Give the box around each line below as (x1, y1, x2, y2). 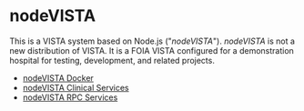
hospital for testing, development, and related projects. (9, 55, 216, 66)
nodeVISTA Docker (22, 72, 94, 83)
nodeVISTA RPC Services (22, 92, 118, 103)
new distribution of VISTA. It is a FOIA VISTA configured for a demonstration (9, 45, 294, 55)
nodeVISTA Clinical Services (22, 82, 129, 93)
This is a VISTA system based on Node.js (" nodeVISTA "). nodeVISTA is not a (9, 35, 296, 46)
